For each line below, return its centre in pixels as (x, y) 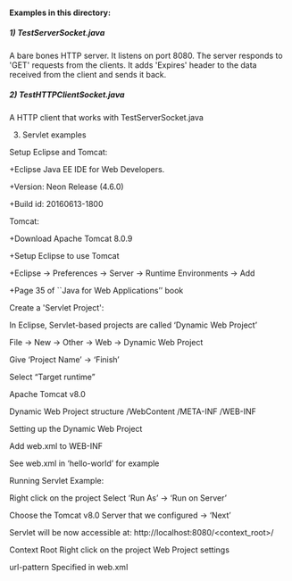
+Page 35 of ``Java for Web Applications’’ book (96, 290)
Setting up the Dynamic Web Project (76, 428)
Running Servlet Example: (57, 480)
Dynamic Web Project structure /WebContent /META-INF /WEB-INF (133, 411)
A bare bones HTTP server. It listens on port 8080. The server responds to (146, 55)
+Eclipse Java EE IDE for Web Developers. (87, 169)
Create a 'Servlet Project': (57, 307)
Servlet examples (54, 135)
